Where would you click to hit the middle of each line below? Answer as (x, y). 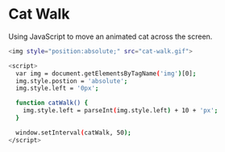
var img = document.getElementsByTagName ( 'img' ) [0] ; (106, 74)
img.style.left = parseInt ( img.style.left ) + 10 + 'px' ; (121, 111)
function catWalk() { (52, 103)
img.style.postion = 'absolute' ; (72, 81)
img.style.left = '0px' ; (57, 89)
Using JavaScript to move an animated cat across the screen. (110, 36)
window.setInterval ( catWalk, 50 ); (73, 133)
